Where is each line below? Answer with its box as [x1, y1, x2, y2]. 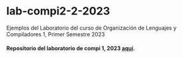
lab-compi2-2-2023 [6, 4, 110, 18]
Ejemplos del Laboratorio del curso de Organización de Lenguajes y [6, 24, 177, 31]
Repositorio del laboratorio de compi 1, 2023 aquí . [6, 44, 135, 52]
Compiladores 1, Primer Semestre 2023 [6, 30, 105, 37]
